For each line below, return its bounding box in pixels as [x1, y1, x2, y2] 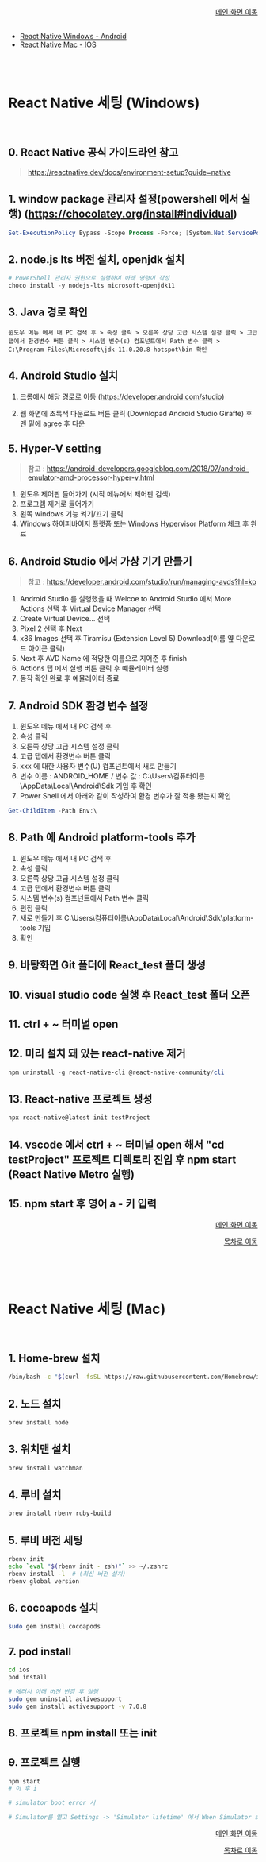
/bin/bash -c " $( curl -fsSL [8, 1373, 101, 1381]
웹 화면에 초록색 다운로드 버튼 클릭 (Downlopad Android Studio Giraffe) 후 [19, 408, 253, 418]
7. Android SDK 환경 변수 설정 [8, 699, 149, 713]
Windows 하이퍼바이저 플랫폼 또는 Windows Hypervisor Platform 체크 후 [19, 519, 249, 529]
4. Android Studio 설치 [8, 369, 119, 383]
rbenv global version [8, 1577, 80, 1586]
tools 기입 [19, 923, 51, 933]
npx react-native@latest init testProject [8, 1114, 150, 1122]
